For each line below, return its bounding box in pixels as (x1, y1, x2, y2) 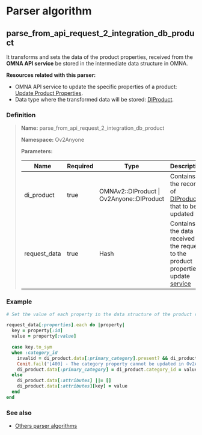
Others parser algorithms (14, 422, 78, 430)
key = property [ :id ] (11, 327, 63, 334)
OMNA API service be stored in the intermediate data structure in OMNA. (6, 60, 188, 67)
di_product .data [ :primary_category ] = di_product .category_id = (17, 367, 182, 373)
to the (170, 249, 187, 258)
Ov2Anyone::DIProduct (99, 195, 165, 203)
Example (6, 297, 32, 306)
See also (6, 409, 32, 417)
